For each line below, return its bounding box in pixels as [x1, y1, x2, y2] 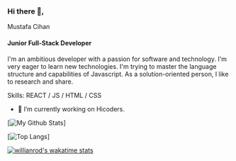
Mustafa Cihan [7, 23, 50, 31]
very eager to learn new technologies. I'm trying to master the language [7, 62, 217, 70]
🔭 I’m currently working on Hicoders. [17, 104, 125, 113]
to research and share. [7, 77, 74, 86]
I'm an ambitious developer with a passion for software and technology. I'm [7, 55, 227, 63]
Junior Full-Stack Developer [7, 38, 92, 47]
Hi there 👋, [7, 6, 45, 16]
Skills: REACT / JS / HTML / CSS [7, 91, 101, 99]
